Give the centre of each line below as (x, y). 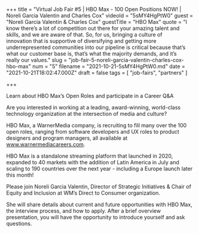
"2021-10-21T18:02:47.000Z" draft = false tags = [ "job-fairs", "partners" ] (97, 73)
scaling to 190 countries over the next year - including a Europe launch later (99, 168)
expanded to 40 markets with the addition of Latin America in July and (93, 162)
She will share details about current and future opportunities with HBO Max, (99, 204)
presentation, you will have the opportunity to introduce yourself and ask (96, 217)
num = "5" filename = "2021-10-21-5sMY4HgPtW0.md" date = (108, 66)
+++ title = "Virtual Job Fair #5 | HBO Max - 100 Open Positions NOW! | (94, 9)
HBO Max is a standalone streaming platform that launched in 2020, (90, 156)
